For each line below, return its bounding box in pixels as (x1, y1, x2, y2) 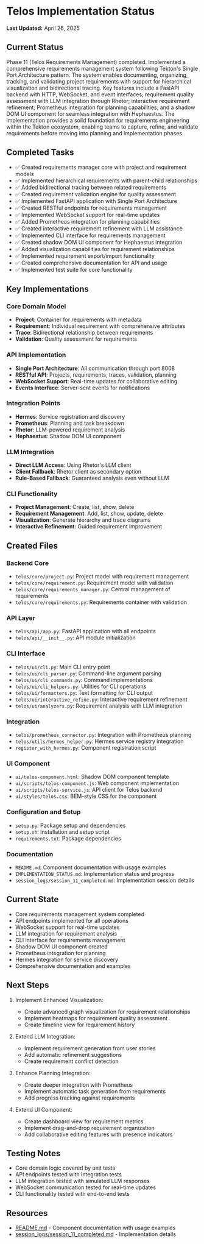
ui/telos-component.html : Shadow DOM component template (15, 773, 169, 781)
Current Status (6, 42, 64, 52)
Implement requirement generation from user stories (24, 1044, 157, 1052)
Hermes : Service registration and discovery (15, 413, 125, 420)
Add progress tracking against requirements (24, 1094, 135, 1101)
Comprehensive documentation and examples (15, 962, 131, 970)
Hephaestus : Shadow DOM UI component (15, 432, 122, 439)
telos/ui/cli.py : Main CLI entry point (15, 663, 111, 670)
